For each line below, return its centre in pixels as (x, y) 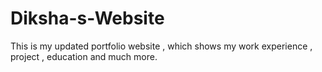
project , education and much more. (84, 56)
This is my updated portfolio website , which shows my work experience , (161, 46)
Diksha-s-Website (87, 18)
